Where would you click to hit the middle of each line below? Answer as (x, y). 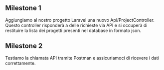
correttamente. (20, 63)
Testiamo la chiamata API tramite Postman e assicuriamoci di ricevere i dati (82, 58)
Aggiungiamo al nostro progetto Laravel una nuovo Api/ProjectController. (80, 20)
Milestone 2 (24, 46)
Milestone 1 (23, 8)
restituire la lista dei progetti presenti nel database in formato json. (73, 30)
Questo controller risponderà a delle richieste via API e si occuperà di (76, 25)
